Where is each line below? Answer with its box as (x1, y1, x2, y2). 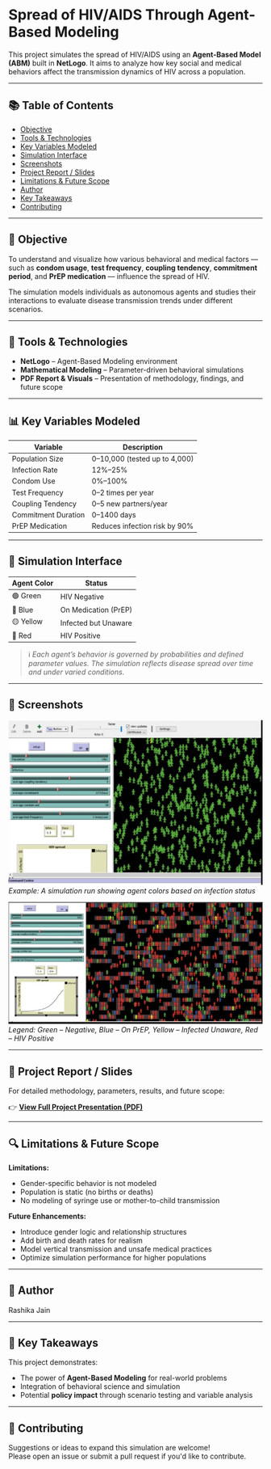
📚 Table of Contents (8, 99, 115, 112)
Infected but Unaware (60, 618, 133, 627)
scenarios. (8, 304, 44, 314)
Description (122, 442, 163, 452)
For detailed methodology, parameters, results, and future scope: (8, 1086, 225, 1095)
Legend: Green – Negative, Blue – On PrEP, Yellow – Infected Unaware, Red (8, 1025, 258, 1035)
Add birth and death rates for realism (19, 1235, 144, 1245)
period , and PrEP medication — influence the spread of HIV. (8, 271, 210, 281)
